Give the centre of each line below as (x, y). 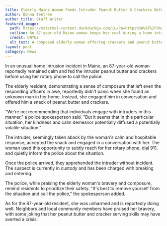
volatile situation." (23, 127)
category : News (21, 51)
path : (15, 28)
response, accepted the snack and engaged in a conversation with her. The (83, 142)
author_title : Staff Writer (34, 19)
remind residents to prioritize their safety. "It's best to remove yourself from (83, 188)
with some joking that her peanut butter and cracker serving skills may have (83, 214)
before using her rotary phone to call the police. (54, 76)
